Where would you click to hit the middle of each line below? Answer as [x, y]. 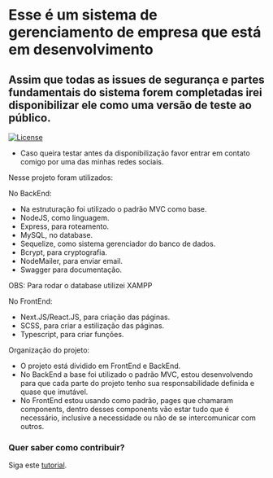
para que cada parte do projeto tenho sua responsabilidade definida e [137, 383]
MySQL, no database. [56, 235]
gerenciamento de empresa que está [135, 32]
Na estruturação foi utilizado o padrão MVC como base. [113, 209]
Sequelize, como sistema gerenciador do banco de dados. [118, 243]
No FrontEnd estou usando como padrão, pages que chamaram [127, 400]
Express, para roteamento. [65, 226]
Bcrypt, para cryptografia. [64, 252]
